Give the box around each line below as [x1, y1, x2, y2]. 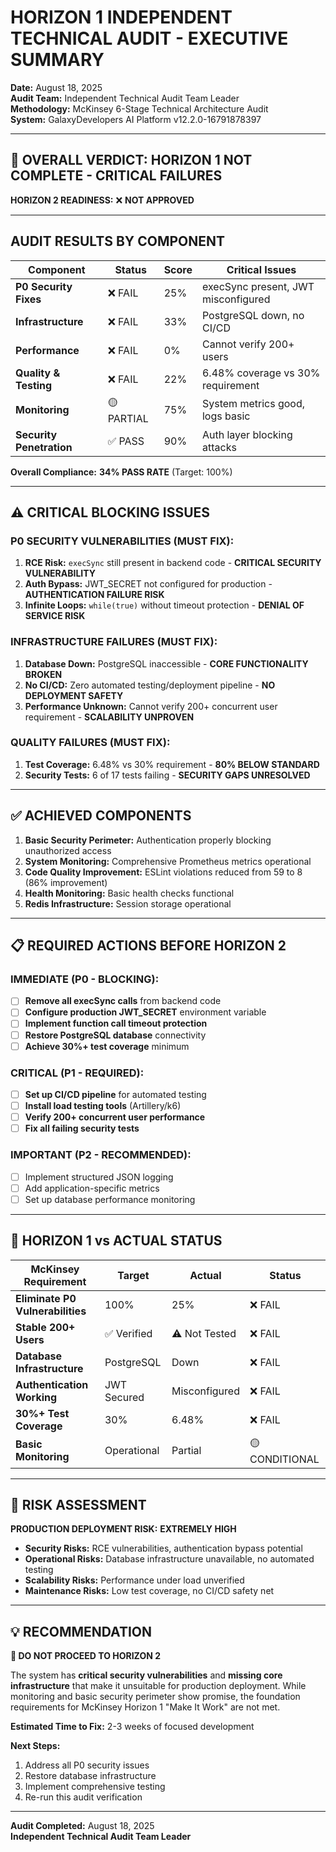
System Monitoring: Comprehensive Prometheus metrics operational [24, 855, 312, 867]
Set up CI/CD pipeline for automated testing [24, 1088, 207, 1100]
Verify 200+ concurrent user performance [24, 1111, 206, 1123]
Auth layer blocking [201, 427, 293, 441]
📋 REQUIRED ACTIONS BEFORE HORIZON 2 [10, 937, 287, 955]
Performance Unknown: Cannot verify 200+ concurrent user [24, 700, 278, 712]
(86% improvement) [24, 876, 108, 888]
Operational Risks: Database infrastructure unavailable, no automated [24, 1553, 315, 1565]
